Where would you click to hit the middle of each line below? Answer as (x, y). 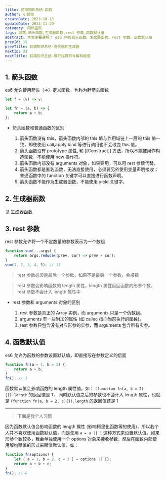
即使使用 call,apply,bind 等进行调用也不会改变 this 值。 (84, 144)
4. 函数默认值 (25, 342)
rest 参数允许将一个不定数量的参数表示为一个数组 (55, 241)
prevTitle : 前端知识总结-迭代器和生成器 (42, 47)
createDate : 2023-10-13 (30, 19)
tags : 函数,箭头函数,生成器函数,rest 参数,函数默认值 (55, 33)
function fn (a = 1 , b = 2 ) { (35, 364)
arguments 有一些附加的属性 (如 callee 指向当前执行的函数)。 (82, 319)
